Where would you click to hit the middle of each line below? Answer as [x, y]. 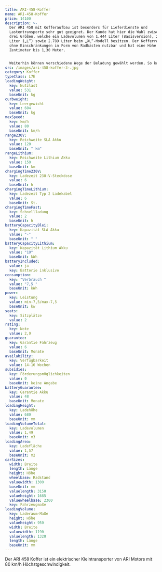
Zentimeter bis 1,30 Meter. [38, 50]
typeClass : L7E [20, 77]
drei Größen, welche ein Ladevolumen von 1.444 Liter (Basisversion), [82, 37]
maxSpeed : [15, 117]
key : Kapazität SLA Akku [34, 230]
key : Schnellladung [29, 212]
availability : [19, 356]
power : [12, 293]
